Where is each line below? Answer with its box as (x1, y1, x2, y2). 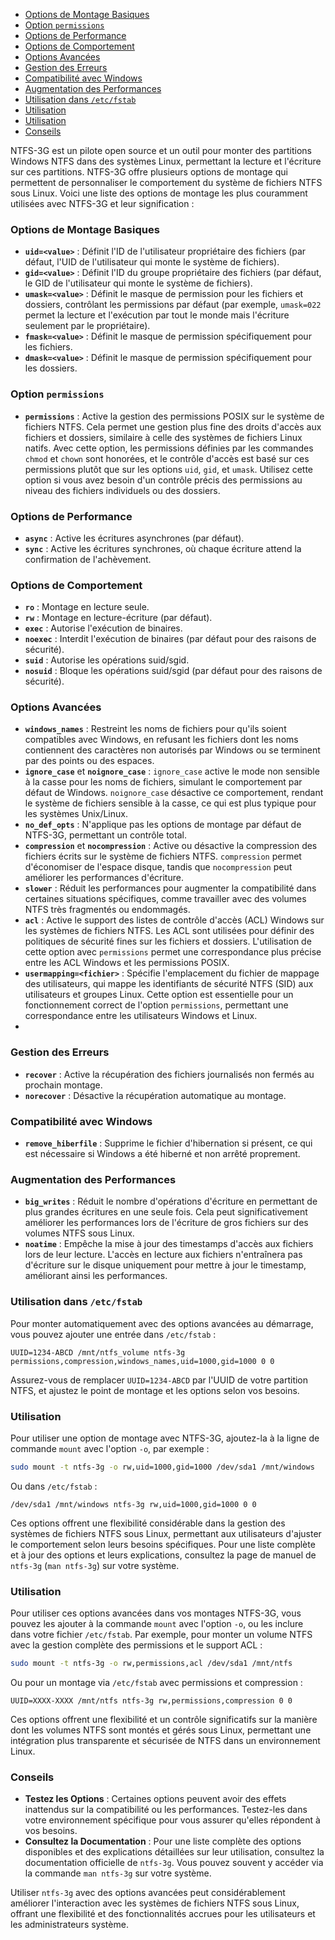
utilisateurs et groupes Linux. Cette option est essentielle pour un (24, 989, 294, 1001)
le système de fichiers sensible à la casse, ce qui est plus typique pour (24, 797, 317, 809)
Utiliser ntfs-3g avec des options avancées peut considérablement (10, 1887, 286, 1899)
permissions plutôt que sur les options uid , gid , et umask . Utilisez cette (24, 463, 313, 475)
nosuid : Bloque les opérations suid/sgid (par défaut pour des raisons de (24, 665, 323, 677)
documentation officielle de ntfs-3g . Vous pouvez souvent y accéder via (24, 1857, 324, 1869)
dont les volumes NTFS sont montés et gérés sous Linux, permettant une (10, 1724, 312, 1736)
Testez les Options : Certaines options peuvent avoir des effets (24, 1793, 287, 1805)
